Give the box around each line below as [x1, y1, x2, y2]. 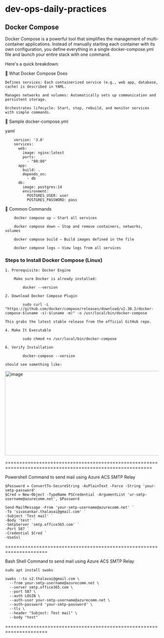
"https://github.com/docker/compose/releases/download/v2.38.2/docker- [5, 307, 154, 311]
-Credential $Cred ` [5, 531, 47, 536]
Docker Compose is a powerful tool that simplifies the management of [5, 36, 146, 42]
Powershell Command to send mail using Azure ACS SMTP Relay [5, 474, 136, 480]
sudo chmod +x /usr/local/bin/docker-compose [22, 336, 117, 341]
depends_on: [22, 172, 47, 177]
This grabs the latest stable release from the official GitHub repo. [5, 319, 152, 324]
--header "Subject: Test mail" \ [9, 611, 78, 615]
